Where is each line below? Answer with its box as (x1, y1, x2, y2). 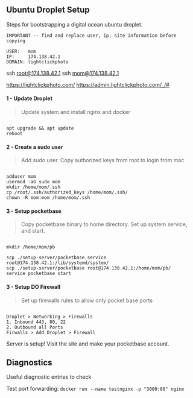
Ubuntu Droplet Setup (6, 5, 90, 15)
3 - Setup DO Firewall (6, 283, 61, 291)
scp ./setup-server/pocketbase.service (6, 254, 107, 261)
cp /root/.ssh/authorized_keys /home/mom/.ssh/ (6, 189, 128, 195)
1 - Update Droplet (6, 95, 53, 102)
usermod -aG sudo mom (6, 179, 61, 185)
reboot (6, 131, 23, 137)
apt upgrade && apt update (6, 125, 74, 131)
